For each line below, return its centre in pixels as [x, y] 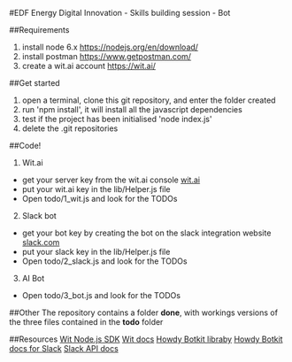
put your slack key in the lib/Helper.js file [96, 252]
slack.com [41, 242]
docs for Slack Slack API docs [64, 348]
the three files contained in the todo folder [86, 322]
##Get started [35, 83]
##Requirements [39, 30]
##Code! [25, 146]
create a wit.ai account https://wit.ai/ [89, 66]
